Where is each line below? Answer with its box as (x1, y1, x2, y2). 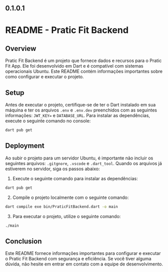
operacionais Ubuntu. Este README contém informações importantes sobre (5, 68, 162, 75)
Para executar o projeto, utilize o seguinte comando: (12, 213, 121, 219)
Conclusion (5, 237, 42, 245)
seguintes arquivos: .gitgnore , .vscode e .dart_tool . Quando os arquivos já (5, 160, 162, 166)
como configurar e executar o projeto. (5, 74, 84, 80)
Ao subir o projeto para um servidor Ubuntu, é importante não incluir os (5, 155, 153, 161)
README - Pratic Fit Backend (5, 24, 129, 36)
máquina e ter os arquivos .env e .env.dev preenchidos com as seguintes (5, 107, 157, 113)
